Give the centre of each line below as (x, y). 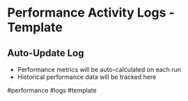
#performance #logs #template (52, 90)
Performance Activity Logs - (91, 13)
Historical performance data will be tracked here (87, 77)
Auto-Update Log (46, 53)
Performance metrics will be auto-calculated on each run (99, 70)
